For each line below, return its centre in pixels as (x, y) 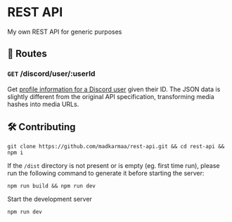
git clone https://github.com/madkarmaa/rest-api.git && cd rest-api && (116, 147)
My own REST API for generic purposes (65, 32)
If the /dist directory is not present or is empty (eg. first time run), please (114, 166)
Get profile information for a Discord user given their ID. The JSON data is (114, 89)
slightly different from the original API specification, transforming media (111, 96)
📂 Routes (27, 54)
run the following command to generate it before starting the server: (106, 174)
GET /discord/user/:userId (51, 74)
